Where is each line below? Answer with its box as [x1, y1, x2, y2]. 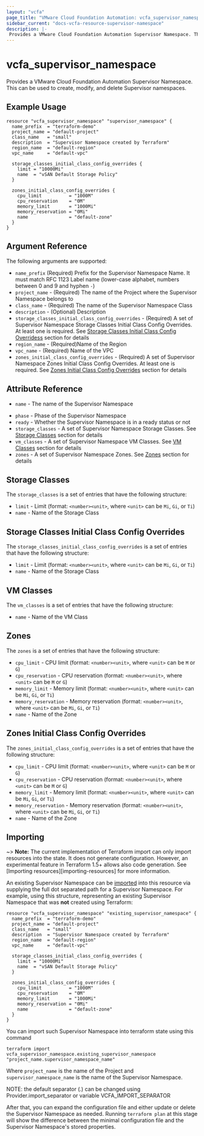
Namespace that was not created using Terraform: [6, 899, 133, 906]
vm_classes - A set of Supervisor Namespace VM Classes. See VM [15, 438, 182, 445]
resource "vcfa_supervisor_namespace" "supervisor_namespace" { [6, 118, 172, 124]
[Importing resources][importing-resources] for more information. [6, 868, 171, 875]
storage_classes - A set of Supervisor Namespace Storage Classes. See [15, 424, 197, 432]
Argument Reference [6, 241, 87, 251]
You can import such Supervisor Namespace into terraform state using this [6, 1028, 194, 1035]
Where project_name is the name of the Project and [6, 1067, 134, 1075]
